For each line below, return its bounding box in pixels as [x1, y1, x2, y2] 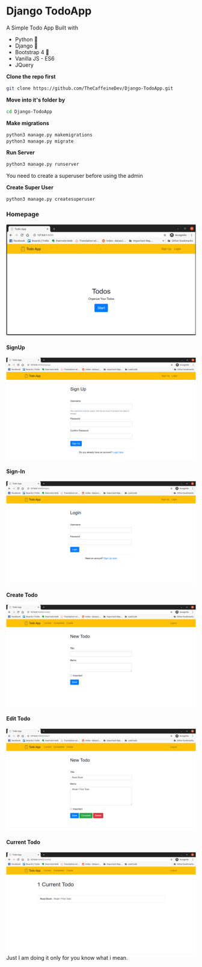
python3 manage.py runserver [6, 161, 79, 168]
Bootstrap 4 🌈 [14, 48, 49, 55]
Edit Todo [6, 715, 31, 722]
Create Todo [6, 591, 38, 599]
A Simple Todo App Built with [6, 24, 78, 31]
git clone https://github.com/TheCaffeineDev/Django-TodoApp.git [6, 85, 173, 91]
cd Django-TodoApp [6, 108, 52, 115]
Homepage [6, 210, 39, 219]
